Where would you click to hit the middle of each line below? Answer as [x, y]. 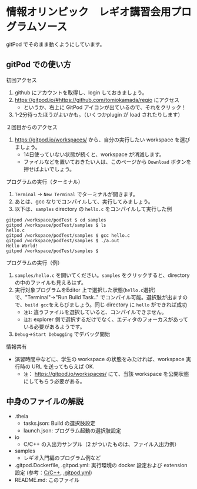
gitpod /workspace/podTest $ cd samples [56, 220]
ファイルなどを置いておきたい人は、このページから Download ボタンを [107, 161]
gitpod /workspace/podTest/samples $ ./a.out [63, 240]
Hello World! [22, 246]
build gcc [37, 305]
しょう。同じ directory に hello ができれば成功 [131, 305]
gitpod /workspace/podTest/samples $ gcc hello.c [68, 235]
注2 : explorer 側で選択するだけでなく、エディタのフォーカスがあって [106, 319]
